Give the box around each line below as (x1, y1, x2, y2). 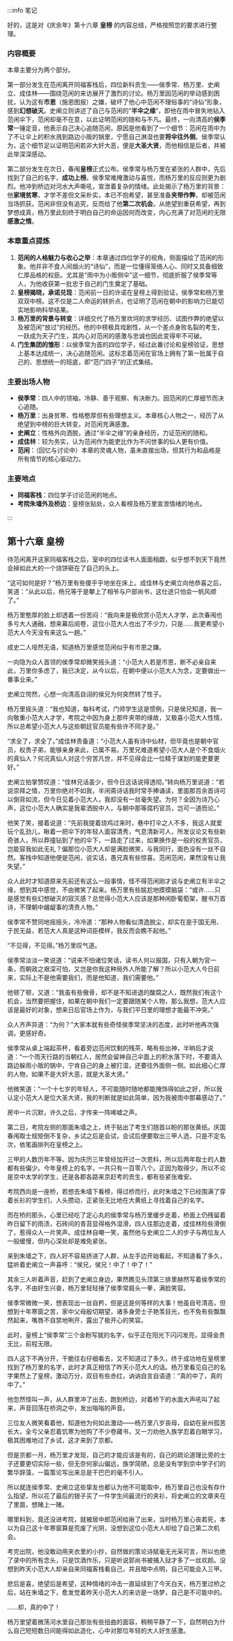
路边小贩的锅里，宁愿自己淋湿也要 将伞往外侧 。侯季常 (67, 133, 220, 141)
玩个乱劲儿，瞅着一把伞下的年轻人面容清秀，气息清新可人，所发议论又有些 (7, 827, 220, 835)
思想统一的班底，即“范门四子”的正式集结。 (35, 358, 157, 366)
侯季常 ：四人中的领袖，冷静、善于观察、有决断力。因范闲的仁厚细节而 (17, 394, 218, 402)
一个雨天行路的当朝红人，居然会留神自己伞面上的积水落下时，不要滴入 (21, 1052, 223, 1061)
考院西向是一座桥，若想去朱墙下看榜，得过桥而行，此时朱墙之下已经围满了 (7, 1187, 220, 1195)
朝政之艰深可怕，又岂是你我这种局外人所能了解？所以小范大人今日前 (25, 965, 220, 972)
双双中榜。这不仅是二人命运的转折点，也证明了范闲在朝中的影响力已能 (17, 296, 218, 305)
